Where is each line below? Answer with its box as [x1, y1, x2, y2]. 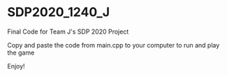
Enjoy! [7, 62, 26, 70]
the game [7, 48, 35, 57]
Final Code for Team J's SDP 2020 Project [7, 27, 129, 36]
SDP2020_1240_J [7, 4, 110, 20]
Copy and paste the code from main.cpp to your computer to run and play [7, 41, 220, 49]
